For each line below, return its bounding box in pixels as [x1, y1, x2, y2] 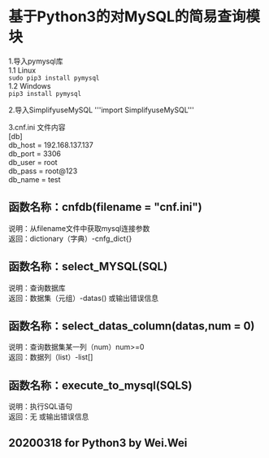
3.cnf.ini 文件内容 [8, 122, 67, 132]
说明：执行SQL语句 [8, 402, 73, 412]
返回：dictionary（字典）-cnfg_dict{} [8, 233, 132, 243]
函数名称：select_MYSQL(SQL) [8, 260, 168, 273]
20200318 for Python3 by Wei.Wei [8, 436, 188, 450]
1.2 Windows [8, 81, 51, 90]
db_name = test [8, 174, 61, 184]
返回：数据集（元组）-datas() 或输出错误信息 [8, 293, 158, 303]
